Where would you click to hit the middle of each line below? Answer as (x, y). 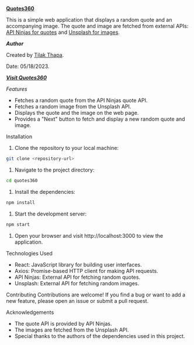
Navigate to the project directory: (54, 170)
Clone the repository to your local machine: (66, 148)
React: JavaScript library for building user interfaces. (78, 264)
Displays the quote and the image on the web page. (77, 113)
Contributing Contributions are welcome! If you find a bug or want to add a (96, 295)
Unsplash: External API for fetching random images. (77, 283)
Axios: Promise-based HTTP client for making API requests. (86, 271)
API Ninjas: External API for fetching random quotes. (77, 277)
